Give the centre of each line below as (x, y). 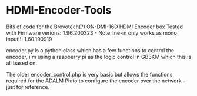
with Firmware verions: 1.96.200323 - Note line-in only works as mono (92, 32)
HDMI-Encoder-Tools (59, 10)
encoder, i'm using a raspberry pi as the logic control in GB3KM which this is (99, 57)
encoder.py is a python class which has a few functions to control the (90, 50)
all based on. (21, 63)
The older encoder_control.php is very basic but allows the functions (89, 74)
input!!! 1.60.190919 (29, 39)
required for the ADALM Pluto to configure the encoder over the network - (96, 81)
